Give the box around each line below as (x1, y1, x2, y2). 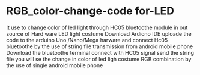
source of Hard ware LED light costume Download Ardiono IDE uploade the (6, 30, 192, 37)
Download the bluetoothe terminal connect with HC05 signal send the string (6, 49, 194, 56)
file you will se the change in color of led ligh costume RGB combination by (6, 55, 192, 62)
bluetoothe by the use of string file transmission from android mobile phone (6, 43, 193, 50)
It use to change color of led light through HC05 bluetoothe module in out (6, 24, 188, 31)
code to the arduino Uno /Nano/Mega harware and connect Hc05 (6, 36, 168, 43)
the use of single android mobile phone (6, 61, 103, 69)
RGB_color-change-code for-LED (6, 4, 175, 18)
